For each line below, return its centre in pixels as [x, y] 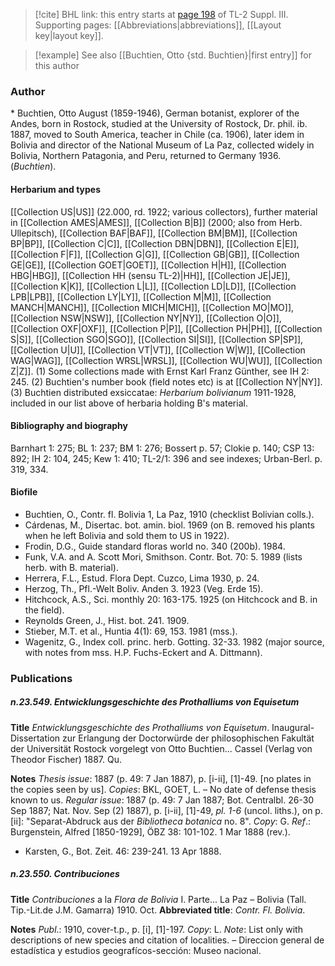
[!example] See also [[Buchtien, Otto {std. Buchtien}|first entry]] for [173, 55]
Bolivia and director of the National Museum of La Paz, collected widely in [162, 145]
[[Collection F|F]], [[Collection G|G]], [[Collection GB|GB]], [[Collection [155, 254]
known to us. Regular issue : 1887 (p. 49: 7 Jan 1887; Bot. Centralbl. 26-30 [162, 800]
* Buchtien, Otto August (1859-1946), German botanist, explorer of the [155, 113]
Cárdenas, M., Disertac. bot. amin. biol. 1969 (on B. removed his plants [169, 525]
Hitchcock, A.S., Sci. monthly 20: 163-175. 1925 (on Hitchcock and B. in [171, 599]
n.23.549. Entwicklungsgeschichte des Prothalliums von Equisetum [155, 702]
